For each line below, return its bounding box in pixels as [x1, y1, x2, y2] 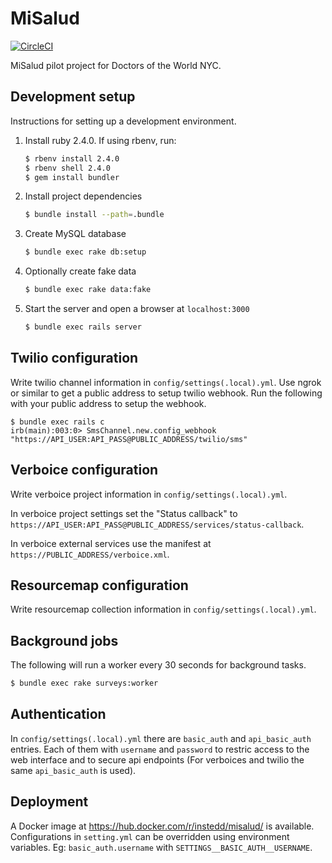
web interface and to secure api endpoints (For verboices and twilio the [10, 753, 305, 766]
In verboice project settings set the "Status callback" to [10, 507, 238, 519]
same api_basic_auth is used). [10, 764, 137, 776]
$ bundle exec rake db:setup [24, 247, 147, 257]
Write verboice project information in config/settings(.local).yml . [10, 488, 288, 500]
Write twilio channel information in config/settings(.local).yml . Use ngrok [10, 376, 322, 388]
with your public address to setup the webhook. [10, 397, 207, 409]
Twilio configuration [10, 350, 139, 367]
